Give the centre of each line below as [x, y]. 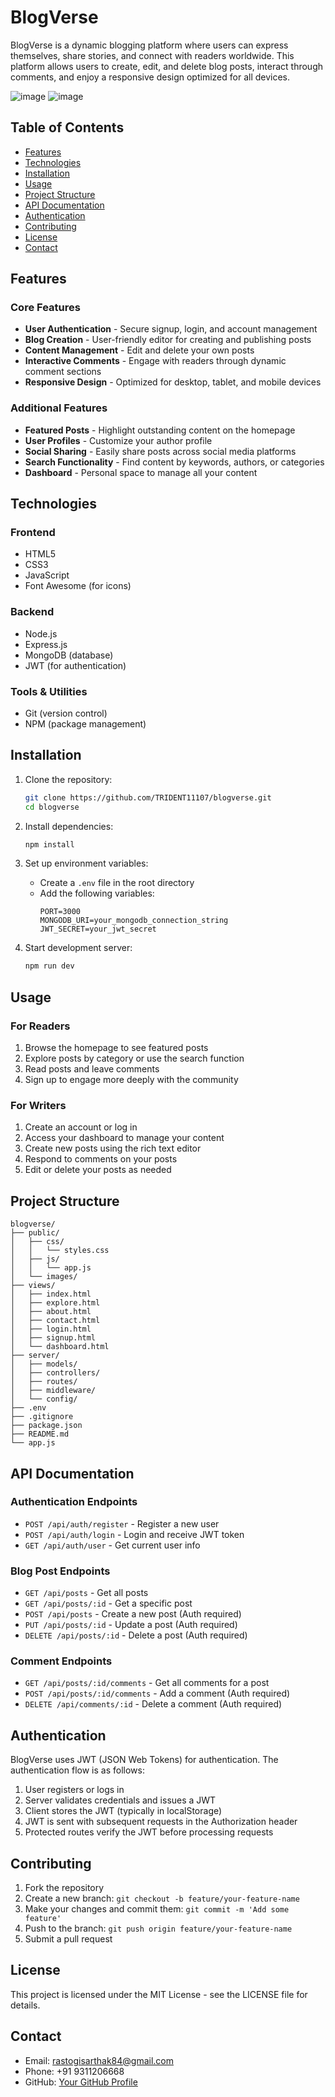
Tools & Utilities [49, 691]
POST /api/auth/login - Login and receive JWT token [134, 1534]
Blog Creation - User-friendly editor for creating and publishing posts [168, 340]
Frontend [33, 533]
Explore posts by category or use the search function [134, 1058]
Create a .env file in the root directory [117, 883]
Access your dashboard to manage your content [124, 1138]
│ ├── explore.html [55, 1303]
